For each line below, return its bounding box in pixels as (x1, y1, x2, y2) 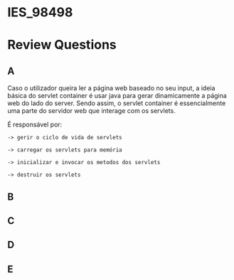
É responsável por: (7, 120, 63, 129)
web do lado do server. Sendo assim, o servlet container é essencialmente (7, 99, 226, 107)
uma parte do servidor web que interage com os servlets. (7, 107, 176, 115)
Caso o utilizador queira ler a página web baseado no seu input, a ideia (7, 84, 216, 92)
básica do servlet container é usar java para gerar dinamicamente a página (7, 92, 228, 100)
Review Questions (7, 37, 117, 53)
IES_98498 (7, 4, 73, 21)
